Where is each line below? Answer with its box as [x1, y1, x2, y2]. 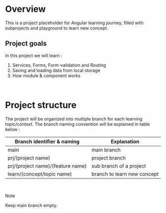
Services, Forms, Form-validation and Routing [12, 62, 107, 68]
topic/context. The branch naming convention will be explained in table [5, 121, 150, 127]
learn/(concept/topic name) [7, 170, 72, 177]
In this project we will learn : [5, 52, 62, 58]
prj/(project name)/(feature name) [7, 162, 87, 169]
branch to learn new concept [91, 170, 159, 177]
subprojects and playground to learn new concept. [5, 25, 109, 31]
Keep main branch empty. [5, 202, 58, 208]
